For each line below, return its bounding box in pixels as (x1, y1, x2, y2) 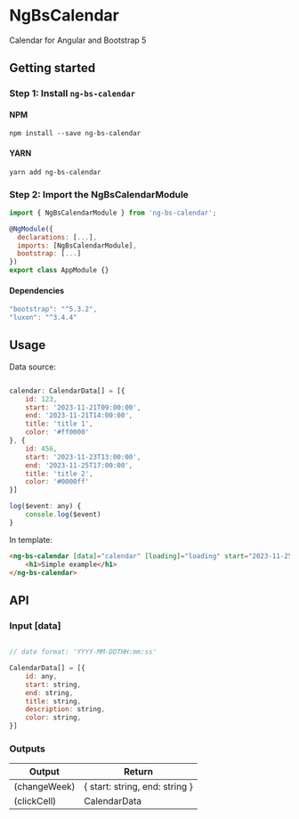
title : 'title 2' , (25, 469, 93, 478)
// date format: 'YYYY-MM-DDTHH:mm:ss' (9, 647, 158, 657)
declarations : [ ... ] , (17, 232, 98, 241)
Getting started (9, 61, 96, 76)
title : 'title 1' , (25, 419, 93, 428)
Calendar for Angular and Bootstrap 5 (9, 35, 147, 45)
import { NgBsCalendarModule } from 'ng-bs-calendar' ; (9, 208, 217, 217)
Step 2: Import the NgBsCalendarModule (9, 188, 190, 200)
